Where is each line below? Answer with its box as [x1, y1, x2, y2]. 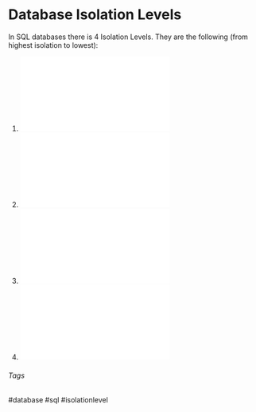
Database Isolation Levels [8, 6, 182, 24]
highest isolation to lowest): [8, 40, 99, 49]
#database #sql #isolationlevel [8, 395, 109, 405]
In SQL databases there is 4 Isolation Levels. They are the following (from [8, 32, 249, 41]
